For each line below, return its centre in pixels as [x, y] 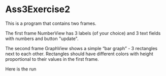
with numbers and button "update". [42, 39]
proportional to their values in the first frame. [52, 59]
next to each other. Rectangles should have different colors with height [79, 54]
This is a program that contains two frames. [51, 23]
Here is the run [21, 69]
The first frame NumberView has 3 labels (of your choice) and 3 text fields [83, 33]
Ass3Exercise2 [38, 9]
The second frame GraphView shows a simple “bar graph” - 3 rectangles [81, 48]
